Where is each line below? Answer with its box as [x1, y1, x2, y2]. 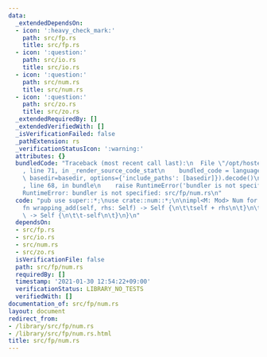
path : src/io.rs [22, 56, 77, 64]
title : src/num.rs [22, 85, 83, 94]
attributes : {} [15, 152, 66, 160]
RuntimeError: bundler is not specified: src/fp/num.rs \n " [22, 188, 222, 197]
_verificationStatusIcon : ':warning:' [15, 145, 145, 153]
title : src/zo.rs [22, 108, 80, 116]
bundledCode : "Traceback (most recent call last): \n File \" [15, 160, 226, 168]
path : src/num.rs [22, 78, 80, 86]
